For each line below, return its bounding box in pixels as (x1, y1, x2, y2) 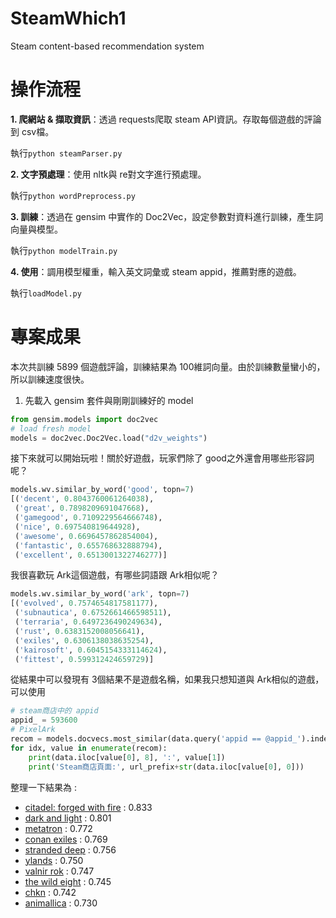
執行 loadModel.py (10, 287, 82, 299)
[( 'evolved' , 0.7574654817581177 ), (10, 598, 159, 609)
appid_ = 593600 (10, 715, 78, 726)
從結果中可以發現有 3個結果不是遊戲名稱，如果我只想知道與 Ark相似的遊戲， (10, 673, 325, 686)
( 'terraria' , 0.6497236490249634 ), (14, 617, 163, 627)
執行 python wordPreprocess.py (10, 189, 136, 201)
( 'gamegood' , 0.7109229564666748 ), (14, 513, 163, 523)
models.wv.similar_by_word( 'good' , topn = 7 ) (10, 485, 195, 495)
